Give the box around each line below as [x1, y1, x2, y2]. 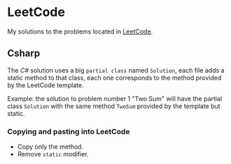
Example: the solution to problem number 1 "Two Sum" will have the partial [7, 94, 223, 103]
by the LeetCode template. [7, 81, 84, 89]
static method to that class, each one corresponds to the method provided [7, 73, 222, 82]
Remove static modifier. [17, 150, 89, 158]
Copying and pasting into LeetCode [7, 126, 130, 136]
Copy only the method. [17, 142, 84, 151]
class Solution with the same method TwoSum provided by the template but [7, 102, 220, 110]
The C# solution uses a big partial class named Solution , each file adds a [7, 66, 225, 74]
